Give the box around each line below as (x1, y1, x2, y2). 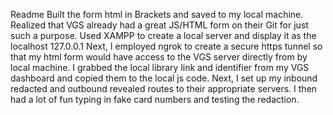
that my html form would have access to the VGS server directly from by (10, 51, 308, 63)
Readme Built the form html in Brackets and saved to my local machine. (10, 9, 304, 20)
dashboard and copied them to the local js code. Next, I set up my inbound (10, 72, 318, 84)
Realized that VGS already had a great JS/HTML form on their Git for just (10, 19, 309, 31)
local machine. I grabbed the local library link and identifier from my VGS (10, 62, 310, 73)
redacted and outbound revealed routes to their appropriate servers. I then (10, 83, 318, 94)
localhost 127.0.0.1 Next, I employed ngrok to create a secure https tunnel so (10, 40, 323, 52)
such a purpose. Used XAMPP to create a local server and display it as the (10, 30, 317, 41)
